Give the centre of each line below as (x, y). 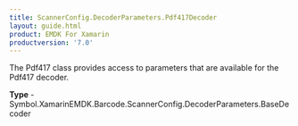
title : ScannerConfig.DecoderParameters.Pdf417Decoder (113, 17)
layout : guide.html (46, 26)
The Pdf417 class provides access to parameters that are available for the (144, 68)
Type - (22, 95)
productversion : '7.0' (51, 42)
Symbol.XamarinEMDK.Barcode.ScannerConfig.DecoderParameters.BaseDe (149, 105)
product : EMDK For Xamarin (59, 34)
